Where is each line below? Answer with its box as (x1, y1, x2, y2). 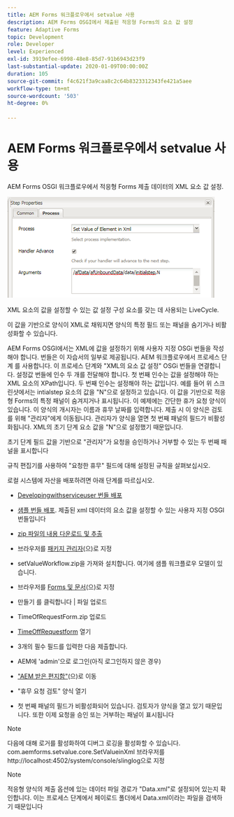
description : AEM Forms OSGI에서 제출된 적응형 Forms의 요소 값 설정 (7, 18, 193, 26)
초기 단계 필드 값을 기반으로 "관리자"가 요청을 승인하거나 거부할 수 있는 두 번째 (7, 437, 220, 446)
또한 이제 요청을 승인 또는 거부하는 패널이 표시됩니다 (32, 710, 175, 718)
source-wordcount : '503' (7, 92, 80, 99)
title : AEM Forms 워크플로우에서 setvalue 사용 (7, 11, 135, 18)
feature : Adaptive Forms (7, 26, 80, 33)
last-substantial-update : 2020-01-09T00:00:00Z (7, 63, 149, 70)
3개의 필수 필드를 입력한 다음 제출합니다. (17, 642, 128, 651)
